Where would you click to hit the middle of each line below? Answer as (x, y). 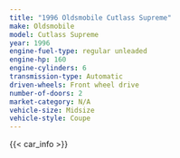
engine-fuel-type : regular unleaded (78, 51)
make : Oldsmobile (42, 26)
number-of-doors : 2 (46, 93)
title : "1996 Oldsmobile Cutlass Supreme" (90, 18)
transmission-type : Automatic (66, 77)
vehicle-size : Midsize (52, 110)
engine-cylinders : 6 (48, 69)
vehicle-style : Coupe (50, 118)
